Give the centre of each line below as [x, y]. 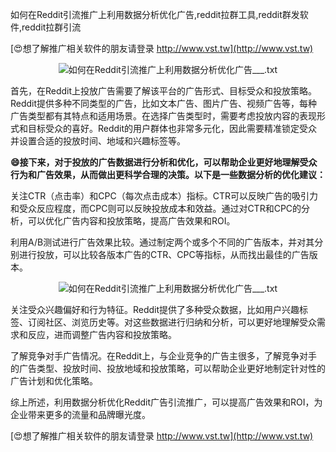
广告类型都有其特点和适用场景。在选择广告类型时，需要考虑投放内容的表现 [163, 116]
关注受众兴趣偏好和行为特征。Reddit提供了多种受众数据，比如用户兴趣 [155, 309]
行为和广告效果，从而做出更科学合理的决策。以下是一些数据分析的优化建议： [168, 174]
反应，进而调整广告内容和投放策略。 [102, 334]
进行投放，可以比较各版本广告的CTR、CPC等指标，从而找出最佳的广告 [164, 254]
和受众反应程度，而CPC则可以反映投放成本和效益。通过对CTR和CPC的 [156, 208]
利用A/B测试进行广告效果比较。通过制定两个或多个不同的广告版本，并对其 [162, 242]
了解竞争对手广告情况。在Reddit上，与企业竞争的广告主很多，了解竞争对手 [164, 356]
